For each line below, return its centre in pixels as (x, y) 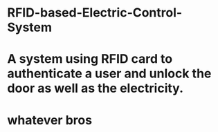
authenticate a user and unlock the (109, 74)
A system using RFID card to (90, 59)
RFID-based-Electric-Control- (95, 13)
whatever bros (49, 120)
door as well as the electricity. (95, 88)
